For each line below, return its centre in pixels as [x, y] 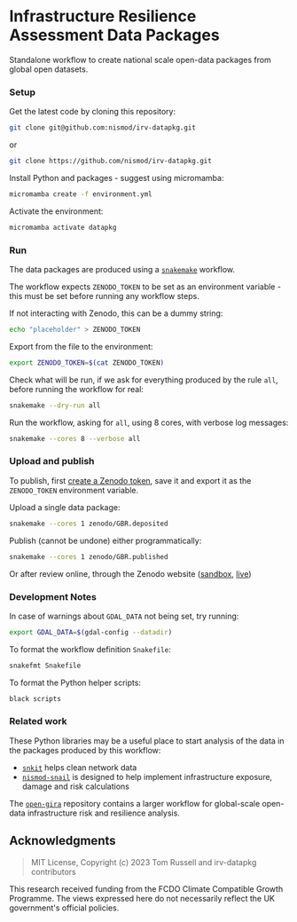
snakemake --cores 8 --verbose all [75, 438]
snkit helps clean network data [79, 767]
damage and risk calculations [76, 786]
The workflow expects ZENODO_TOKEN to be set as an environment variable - [145, 287]
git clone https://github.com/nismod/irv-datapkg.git [111, 162]
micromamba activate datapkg [63, 227]
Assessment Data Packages [114, 35]
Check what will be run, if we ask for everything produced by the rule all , [144, 380]
